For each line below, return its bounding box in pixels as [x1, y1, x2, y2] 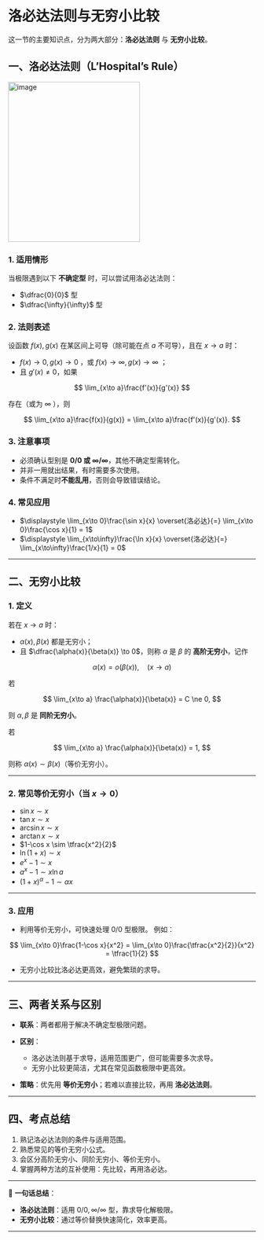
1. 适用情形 [8, 254, 49, 265]
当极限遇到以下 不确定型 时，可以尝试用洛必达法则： [8, 273, 178, 283]
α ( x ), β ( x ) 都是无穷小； [19, 637, 93, 646]
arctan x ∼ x [19, 831, 60, 841]
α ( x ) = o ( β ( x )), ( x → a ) [92, 662, 172, 672]
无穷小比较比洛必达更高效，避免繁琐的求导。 [19, 965, 165, 974]
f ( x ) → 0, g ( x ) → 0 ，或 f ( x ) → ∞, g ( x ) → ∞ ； [19, 358, 167, 367]
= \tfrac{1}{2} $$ [104, 948, 159, 959]
